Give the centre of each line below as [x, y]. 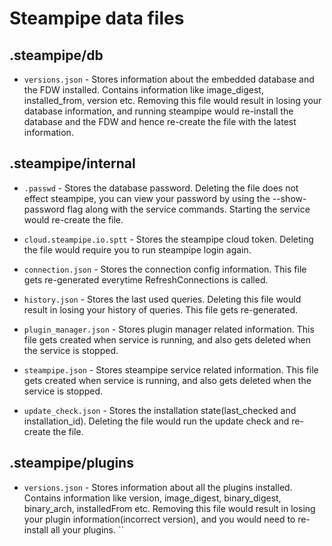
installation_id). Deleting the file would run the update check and [156, 421]
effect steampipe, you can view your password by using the [147, 198]
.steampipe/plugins [71, 463]
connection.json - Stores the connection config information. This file [165, 269]
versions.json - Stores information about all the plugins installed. [158, 487]
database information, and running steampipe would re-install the [158, 111]
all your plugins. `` [87, 529]
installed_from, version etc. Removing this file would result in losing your [172, 100]
